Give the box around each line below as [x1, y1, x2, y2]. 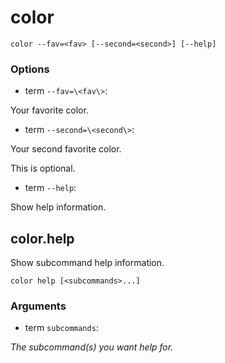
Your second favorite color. [10, 143, 122, 155]
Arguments [10, 299, 67, 313]
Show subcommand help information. [10, 257, 165, 269]
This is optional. [10, 162, 76, 175]
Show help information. [10, 201, 107, 213]
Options [10, 62, 50, 76]
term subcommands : [24, 322, 99, 334]
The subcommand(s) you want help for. [10, 341, 174, 353]
